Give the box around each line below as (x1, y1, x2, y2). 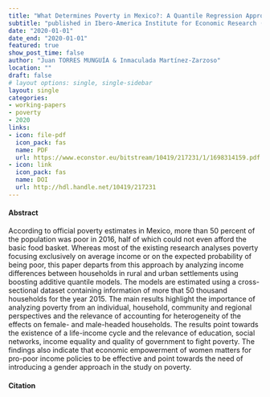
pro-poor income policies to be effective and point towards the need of (8, 354, 243, 363)
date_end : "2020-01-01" (8, 34, 88, 43)
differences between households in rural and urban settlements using (8, 268, 239, 277)
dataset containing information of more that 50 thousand (39, 286, 227, 295)
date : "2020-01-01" (8, 26, 74, 34)
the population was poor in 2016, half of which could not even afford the (8, 234, 247, 244)
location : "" (8, 64, 52, 72)
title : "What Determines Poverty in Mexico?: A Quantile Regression (8, 11, 243, 20)
